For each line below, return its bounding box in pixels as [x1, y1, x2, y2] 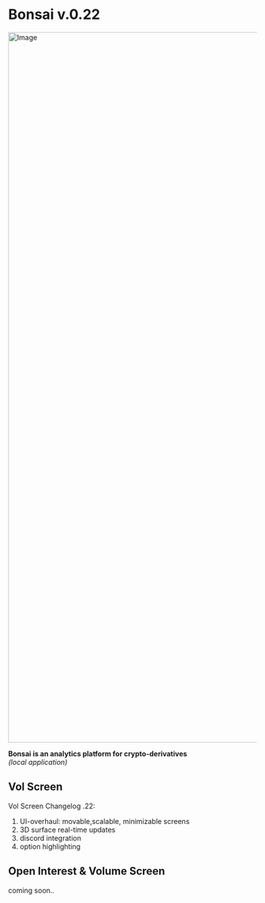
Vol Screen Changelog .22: [8, 801, 96, 811]
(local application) [8, 757, 68, 766]
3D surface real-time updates [19, 825, 116, 834]
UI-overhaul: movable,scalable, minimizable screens [19, 816, 190, 826]
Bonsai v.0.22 [8, 6, 101, 24]
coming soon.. [8, 886, 55, 895]
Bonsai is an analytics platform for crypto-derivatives [8, 748, 188, 759]
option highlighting [19, 841, 81, 851]
